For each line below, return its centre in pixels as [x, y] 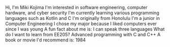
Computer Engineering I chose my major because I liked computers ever [81, 24]
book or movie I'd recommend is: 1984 [46, 40]
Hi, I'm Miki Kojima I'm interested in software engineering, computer [76, 7]
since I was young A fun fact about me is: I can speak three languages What [85, 29]
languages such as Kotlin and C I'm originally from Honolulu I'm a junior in [83, 18]
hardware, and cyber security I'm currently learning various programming [82, 13]
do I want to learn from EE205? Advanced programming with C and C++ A [83, 34]
